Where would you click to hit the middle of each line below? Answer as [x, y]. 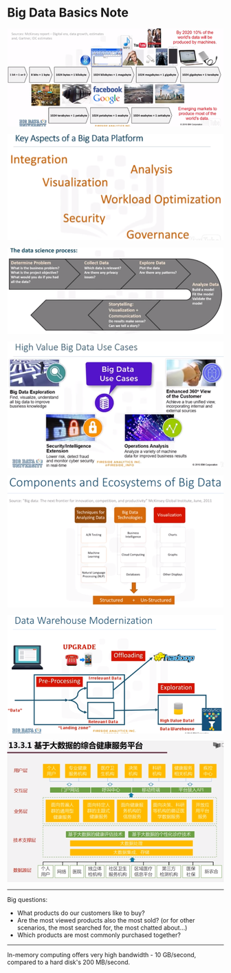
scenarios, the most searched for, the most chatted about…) [102, 928]
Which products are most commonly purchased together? [99, 935]
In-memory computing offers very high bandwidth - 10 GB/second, [102, 955]
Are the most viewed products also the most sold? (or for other [106, 921]
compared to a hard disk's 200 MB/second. [69, 962]
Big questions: [27, 900]
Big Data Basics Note [68, 13]
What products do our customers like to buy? [81, 913]
